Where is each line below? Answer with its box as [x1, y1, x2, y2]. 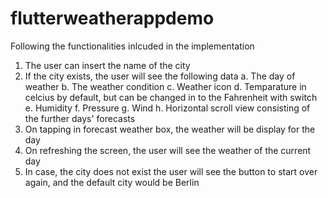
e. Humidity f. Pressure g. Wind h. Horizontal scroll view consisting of [24, 102, 311, 114]
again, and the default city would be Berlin [24, 176, 200, 188]
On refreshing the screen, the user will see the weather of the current [24, 144, 312, 156]
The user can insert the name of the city [24, 59, 191, 71]
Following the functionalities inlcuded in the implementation [10, 40, 255, 52]
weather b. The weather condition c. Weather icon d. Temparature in [24, 80, 307, 92]
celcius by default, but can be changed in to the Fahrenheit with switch [24, 91, 318, 103]
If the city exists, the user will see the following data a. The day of [24, 70, 296, 82]
